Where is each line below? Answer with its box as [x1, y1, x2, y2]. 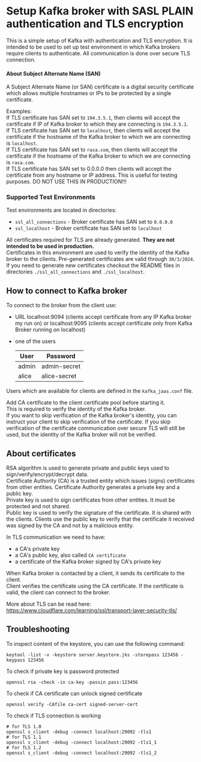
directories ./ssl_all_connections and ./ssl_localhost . [6, 268, 145, 275]
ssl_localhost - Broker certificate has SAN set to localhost [14, 224, 163, 232]
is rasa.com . [6, 159, 35, 166]
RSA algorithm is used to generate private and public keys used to [6, 464, 170, 472]
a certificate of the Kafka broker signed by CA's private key [14, 558, 161, 565]
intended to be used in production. [6, 242, 94, 250]
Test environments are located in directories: [6, 206, 117, 214]
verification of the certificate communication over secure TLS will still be [6, 425, 185, 432]
